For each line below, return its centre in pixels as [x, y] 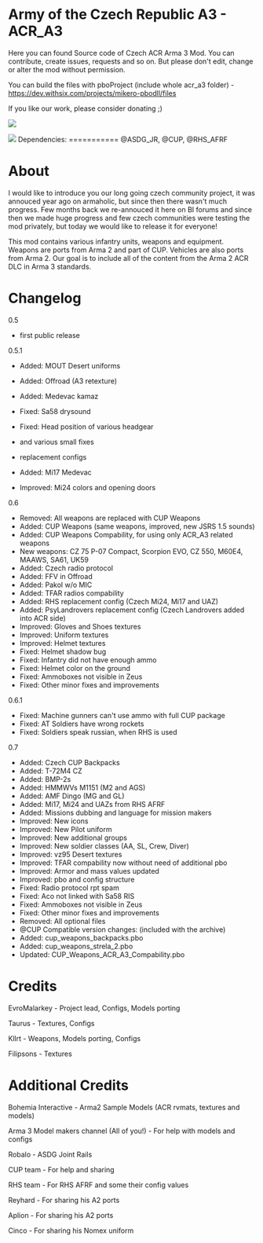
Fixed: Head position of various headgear [86, 427]
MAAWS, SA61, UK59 [54, 559]
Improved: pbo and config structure [77, 879]
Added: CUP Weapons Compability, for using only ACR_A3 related [126, 534]
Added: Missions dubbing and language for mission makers [115, 812]
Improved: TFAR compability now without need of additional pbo [123, 863]
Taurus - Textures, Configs [51, 1023]
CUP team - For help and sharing [62, 1169]
